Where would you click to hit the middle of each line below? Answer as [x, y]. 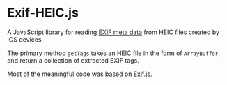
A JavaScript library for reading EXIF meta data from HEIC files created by [113, 32]
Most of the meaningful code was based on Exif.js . [80, 74]
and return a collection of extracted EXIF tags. [73, 60]
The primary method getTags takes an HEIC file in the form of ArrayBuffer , [114, 53]
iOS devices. [25, 39]
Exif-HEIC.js [43, 13]
